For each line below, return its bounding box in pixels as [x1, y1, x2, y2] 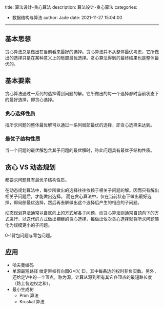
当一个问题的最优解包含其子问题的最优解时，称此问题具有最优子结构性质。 [5, 147, 155, 153]
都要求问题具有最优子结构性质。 [5, 177, 69, 183]
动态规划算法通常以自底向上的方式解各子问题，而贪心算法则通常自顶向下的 [5, 210, 155, 216]
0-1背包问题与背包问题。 [5, 232, 55, 238]
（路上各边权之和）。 [12, 280, 53, 286]
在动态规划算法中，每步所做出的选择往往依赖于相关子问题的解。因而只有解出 [5, 187, 159, 193]
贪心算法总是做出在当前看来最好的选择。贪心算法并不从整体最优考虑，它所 [5, 48, 155, 55]
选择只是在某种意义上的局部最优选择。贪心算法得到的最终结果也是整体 [13, 55, 155, 61]
